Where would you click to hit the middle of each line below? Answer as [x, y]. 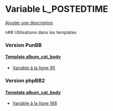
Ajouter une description [29, 23]
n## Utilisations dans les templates [41, 32]
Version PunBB [24, 45]
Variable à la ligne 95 [34, 68]
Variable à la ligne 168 [35, 103]
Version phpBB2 [25, 80]
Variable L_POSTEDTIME [57, 9]
